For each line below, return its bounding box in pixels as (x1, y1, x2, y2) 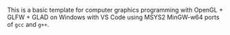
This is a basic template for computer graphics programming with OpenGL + (7, 6, 224, 14)
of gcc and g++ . (7, 21, 50, 28)
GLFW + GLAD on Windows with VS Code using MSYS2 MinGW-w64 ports (7, 13, 220, 21)
